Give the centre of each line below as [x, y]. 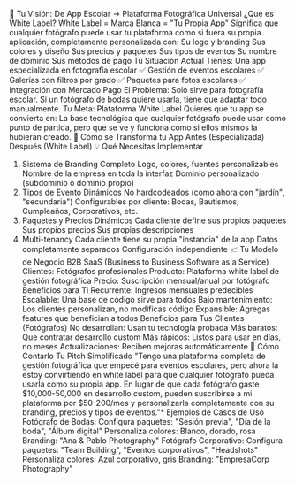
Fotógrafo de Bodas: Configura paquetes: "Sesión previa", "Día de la [146, 422]
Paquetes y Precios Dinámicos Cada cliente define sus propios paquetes [154, 220]
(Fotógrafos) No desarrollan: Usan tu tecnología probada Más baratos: [150, 328]
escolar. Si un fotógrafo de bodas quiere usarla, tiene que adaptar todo [138, 99]
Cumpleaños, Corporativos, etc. [80, 211]
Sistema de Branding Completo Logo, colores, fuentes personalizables [150, 164]
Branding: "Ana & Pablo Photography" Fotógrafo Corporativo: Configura [152, 441]
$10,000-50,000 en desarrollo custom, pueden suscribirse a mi [137, 393]
